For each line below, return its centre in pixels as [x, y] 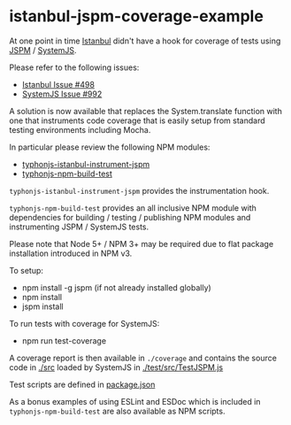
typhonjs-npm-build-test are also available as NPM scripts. [117, 411]
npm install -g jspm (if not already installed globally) [117, 287]
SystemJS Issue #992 [62, 94]
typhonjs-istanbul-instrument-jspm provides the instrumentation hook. [139, 190]
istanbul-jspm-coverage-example [136, 16]
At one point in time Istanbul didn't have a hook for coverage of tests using [145, 41]
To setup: [27, 270]
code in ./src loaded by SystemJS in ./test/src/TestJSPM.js [116, 367]
